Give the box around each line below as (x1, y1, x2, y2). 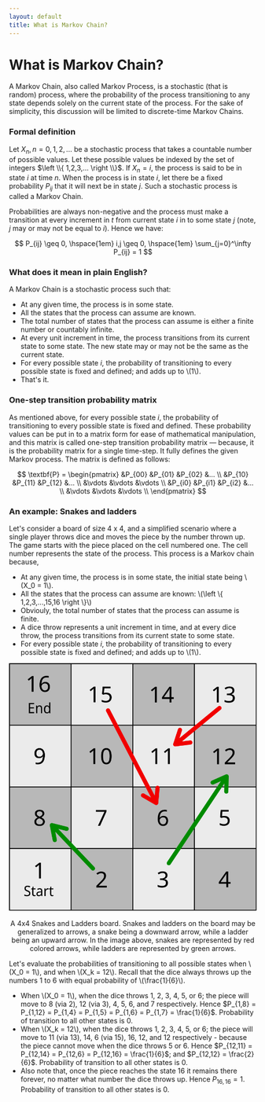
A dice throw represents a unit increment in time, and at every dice (20, 623, 237, 632)
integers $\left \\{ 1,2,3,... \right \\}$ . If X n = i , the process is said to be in (9, 163, 242, 174)
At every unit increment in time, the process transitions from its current (20, 333, 250, 343)
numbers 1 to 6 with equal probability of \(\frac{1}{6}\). (9, 975, 186, 986)
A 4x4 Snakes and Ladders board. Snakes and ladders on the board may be (9, 919, 256, 928)
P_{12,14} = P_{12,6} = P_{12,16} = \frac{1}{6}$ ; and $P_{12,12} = (20, 1049, 227, 1059)
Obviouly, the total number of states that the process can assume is (20, 606, 240, 615)
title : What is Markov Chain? (9, 20, 109, 29)
